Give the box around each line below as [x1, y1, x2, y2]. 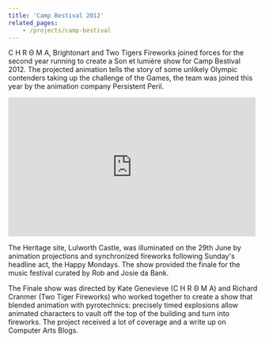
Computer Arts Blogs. [8, 326, 79, 335]
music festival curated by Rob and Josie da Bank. [8, 269, 169, 278]
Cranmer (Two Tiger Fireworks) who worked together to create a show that [8, 292, 253, 302]
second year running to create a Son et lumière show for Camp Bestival [8, 56, 241, 66]
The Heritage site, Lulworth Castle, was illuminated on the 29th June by [8, 243, 241, 253]
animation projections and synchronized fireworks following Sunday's [8, 251, 236, 261]
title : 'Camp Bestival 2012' [8, 11, 104, 20]
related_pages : [8, 19, 59, 27]
